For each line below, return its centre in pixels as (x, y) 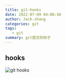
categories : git (22, 24)
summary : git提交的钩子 (28, 38)
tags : (11, 28)
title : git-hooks (23, 10)
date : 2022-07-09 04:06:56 (33, 14)
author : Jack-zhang (25, 19)
